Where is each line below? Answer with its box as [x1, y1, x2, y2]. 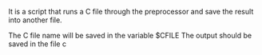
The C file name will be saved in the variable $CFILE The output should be [8, 31, 252, 40]
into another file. [8, 15, 62, 25]
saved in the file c [8, 39, 66, 49]
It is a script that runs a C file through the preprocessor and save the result [8, 7, 254, 16]
